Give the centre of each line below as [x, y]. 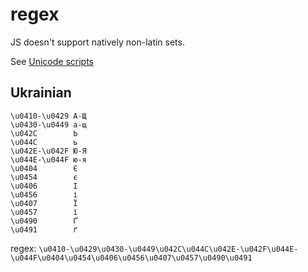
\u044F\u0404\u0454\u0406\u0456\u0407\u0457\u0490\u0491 [131, 258]
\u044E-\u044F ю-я [48, 159]
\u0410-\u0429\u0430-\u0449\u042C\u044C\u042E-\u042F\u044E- [168, 249]
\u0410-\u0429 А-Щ [48, 116]
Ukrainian [41, 93]
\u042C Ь [44, 133]
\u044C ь [44, 142]
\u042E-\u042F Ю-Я [48, 151]
